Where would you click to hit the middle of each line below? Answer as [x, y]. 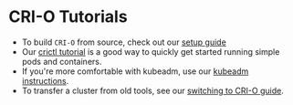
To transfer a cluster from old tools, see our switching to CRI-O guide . [152, 90]
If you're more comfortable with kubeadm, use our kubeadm [135, 71]
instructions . [45, 80]
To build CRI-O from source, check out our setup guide [124, 42]
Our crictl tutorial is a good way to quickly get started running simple [151, 51]
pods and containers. [62, 61]
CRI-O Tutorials [68, 17]
